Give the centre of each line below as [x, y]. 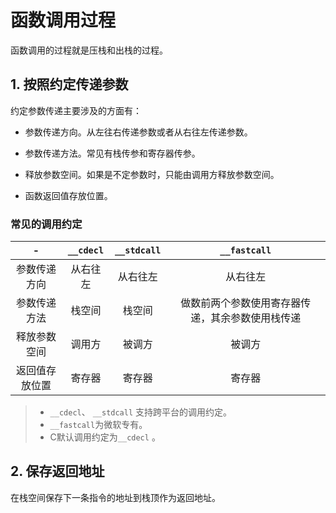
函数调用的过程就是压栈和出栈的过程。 [89, 50]
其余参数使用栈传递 [256, 318]
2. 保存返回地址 [57, 471]
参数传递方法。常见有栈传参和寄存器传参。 [112, 153]
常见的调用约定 [46, 224]
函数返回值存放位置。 [68, 195]
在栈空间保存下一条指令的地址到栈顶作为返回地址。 [115, 497]
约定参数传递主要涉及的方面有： [76, 110]
